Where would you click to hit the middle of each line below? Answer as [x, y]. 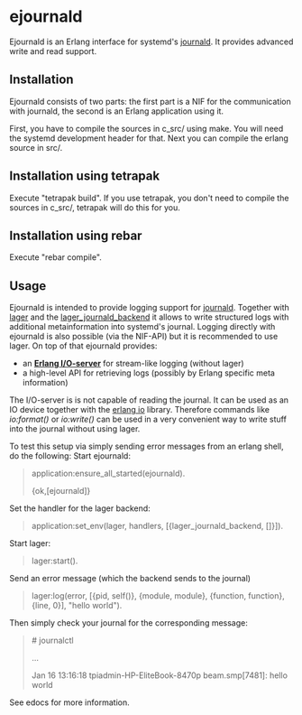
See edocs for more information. [69, 702]
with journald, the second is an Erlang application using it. [116, 111]
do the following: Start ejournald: [70, 456]
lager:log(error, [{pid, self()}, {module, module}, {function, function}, [158, 596]
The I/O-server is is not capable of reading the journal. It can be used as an [149, 400]
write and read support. [53, 51]
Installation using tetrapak [85, 176]
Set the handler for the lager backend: [80, 508]
